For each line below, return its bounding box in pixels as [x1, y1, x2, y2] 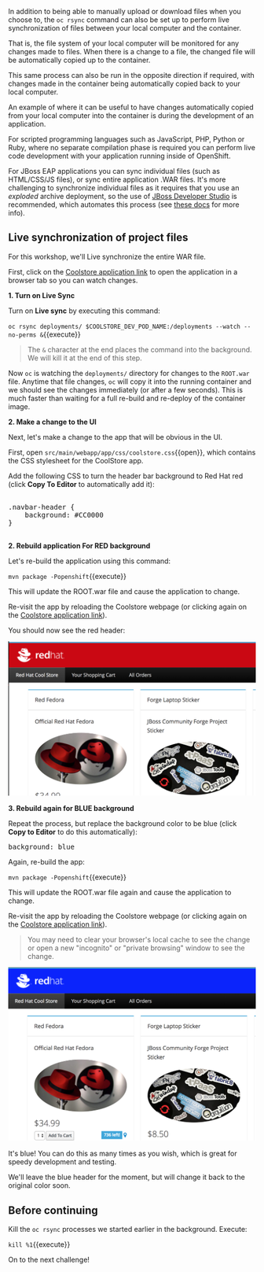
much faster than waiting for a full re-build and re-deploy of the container [8, 393, 246, 403]
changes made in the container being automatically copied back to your [8, 79, 241, 88]
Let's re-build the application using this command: [8, 556, 171, 566]
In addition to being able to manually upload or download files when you [8, 7, 241, 16]
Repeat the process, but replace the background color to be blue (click [8, 819, 237, 828]
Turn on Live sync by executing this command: [8, 306, 160, 315]
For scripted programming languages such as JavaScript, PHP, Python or [8, 135, 245, 144]
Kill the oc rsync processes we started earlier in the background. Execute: [8, 1225, 247, 1234]
